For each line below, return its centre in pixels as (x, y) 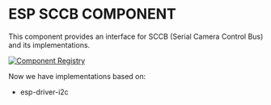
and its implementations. (49, 44)
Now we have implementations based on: (77, 76)
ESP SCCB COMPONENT (92, 14)
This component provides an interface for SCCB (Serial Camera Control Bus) (136, 36)
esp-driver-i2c (44, 92)
